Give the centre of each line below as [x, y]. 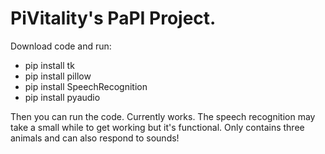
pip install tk [49, 65]
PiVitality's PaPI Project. [113, 18]
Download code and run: [61, 46]
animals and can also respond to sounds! [95, 138]
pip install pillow [58, 76]
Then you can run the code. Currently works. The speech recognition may [163, 116]
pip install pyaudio [62, 97]
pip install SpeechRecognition [86, 86]
